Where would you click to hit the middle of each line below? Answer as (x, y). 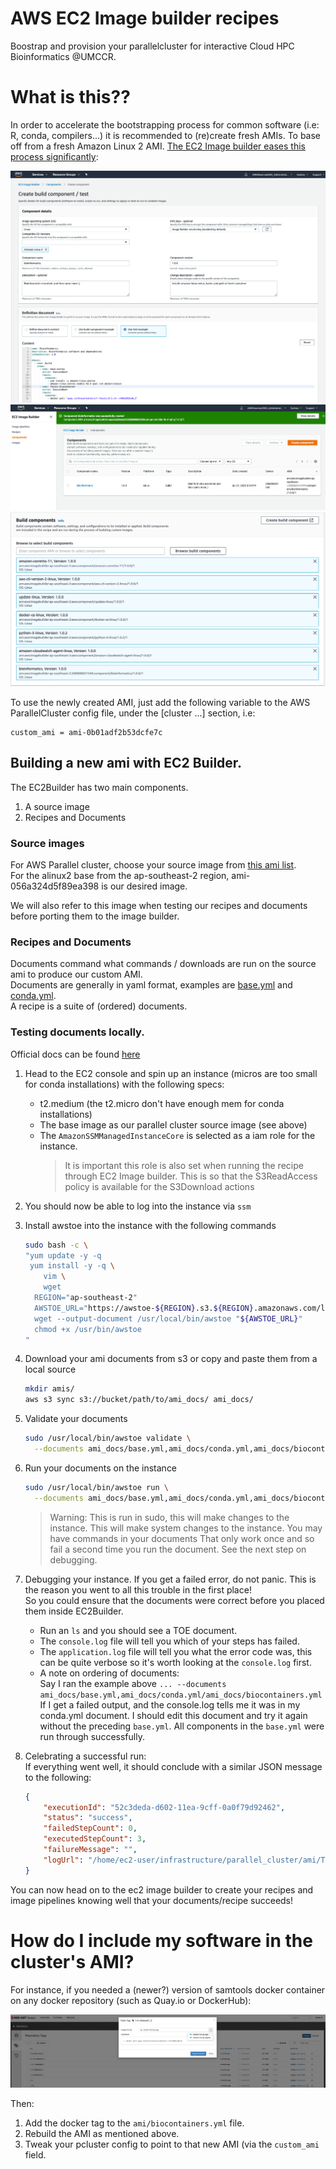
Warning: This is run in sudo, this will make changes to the (169, 1517)
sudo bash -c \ (56, 1245)
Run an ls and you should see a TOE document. (138, 1630)
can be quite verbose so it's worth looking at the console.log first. (175, 1662)
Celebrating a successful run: (85, 1756)
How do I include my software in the (161, 1940)
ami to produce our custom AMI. (76, 974)
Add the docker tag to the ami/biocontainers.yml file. (134, 2123)
